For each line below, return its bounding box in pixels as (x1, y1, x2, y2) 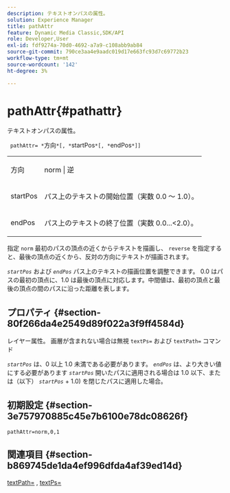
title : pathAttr (7, 23, 54, 30)
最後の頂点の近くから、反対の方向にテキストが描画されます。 (19, 253, 193, 261)
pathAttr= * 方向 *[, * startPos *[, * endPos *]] (10, 141, 141, 150)
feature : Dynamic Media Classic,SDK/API (7, 29, 125, 36)
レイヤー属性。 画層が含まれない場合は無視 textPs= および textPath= (7, 337, 201, 345)
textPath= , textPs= (7, 478, 62, 486)
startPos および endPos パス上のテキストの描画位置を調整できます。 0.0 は (7, 267, 218, 275)
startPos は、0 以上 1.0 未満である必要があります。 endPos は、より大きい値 (7, 360, 222, 368)
